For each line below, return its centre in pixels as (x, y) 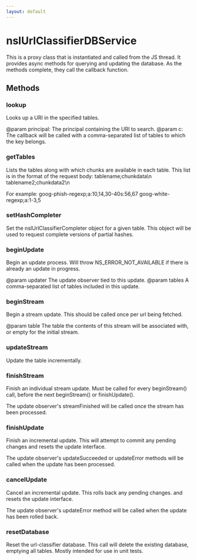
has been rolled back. (32, 516)
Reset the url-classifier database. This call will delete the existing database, (98, 544)
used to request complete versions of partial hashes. (70, 234)
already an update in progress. (43, 269)
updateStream (27, 347)
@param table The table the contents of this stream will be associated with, (98, 326)
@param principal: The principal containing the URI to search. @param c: (95, 129)
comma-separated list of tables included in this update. (73, 286)
